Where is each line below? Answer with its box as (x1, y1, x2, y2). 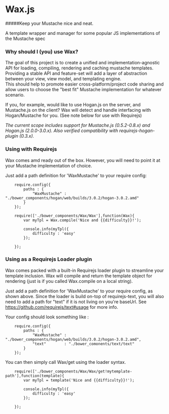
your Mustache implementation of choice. (5, 162, 93, 169)
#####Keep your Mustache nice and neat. (5, 20, 94, 26)
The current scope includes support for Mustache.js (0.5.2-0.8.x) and (5, 122, 150, 129)
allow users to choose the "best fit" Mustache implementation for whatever (5, 87, 162, 93)
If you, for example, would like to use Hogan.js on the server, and (5, 102, 141, 108)
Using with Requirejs (5, 146, 57, 153)
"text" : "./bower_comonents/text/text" (32, 341, 135, 346)
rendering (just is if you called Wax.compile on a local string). (5, 278, 133, 284)
